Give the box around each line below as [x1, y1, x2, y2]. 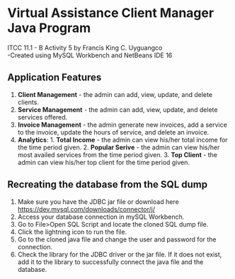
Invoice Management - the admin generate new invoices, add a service [17, 120, 228, 129]
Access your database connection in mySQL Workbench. [17, 212, 185, 221]
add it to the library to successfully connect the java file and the [17, 257, 204, 266]
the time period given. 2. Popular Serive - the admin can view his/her [17, 143, 220, 152]
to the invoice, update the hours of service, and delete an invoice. [17, 127, 210, 136]
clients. [17, 98, 39, 106]
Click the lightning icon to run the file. [17, 227, 127, 236]
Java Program [7, 20, 91, 36]
